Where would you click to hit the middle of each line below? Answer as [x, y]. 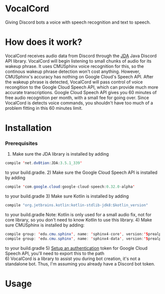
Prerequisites [21, 143]
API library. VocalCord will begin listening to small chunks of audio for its [78, 61]
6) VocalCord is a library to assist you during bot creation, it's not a [73, 259]
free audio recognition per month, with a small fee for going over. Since [77, 98]
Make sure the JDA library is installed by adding [60, 154]
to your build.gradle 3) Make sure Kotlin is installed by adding [67, 196]
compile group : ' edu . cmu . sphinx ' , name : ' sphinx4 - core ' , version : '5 [77, 234]
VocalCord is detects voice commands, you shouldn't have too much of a [79, 103]
